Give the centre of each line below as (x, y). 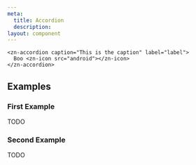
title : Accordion (39, 20)
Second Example (36, 140)
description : (33, 27)
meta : (15, 14)
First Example (31, 106)
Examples (29, 86)
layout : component (34, 33)
